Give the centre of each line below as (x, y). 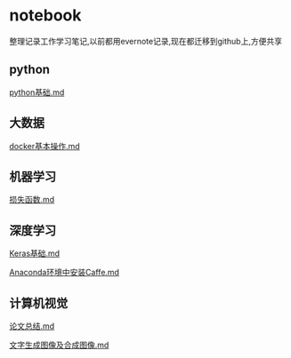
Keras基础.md (35, 253)
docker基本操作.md (44, 146)
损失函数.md (32, 200)
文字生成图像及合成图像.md (59, 345)
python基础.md (37, 92)
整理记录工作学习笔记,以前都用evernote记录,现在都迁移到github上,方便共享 (146, 41)
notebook (45, 16)
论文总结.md (32, 326)
